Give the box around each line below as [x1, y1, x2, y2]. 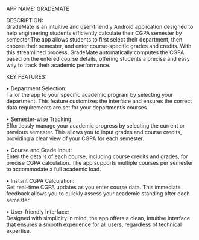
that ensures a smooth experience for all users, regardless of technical [6, 221, 182, 228]
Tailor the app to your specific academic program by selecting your [6, 91, 174, 98]
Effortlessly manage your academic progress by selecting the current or [6, 122, 185, 129]
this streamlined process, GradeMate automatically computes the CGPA [6, 49, 185, 56]
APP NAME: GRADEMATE [6, 5, 69, 12]
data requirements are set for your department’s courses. [6, 104, 149, 111]
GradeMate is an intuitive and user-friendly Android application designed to [6, 23, 194, 30]
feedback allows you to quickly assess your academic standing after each [6, 190, 190, 197]
